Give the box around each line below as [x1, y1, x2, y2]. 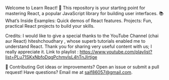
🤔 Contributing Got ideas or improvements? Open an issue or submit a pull [5, 64, 159, 70]
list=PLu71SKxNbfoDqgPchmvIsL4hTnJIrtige [5, 54, 97, 60]
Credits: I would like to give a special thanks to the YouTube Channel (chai [5, 33, 159, 39]
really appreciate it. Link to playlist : [5, 49, 79, 55]
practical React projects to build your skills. [5, 23, 95, 29]
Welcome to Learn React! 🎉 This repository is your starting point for [5, 5, 145, 11]
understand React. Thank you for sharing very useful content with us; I [5, 43, 152, 49]
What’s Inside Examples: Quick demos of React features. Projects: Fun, [5, 18, 152, 24]
